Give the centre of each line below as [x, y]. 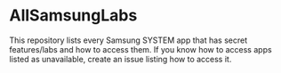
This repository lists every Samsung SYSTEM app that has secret [128, 40]
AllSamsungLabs [73, 16]
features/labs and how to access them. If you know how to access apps [141, 49]
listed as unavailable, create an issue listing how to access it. [120, 59]
